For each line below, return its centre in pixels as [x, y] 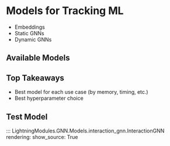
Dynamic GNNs [33, 39]
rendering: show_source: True [42, 137]
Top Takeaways [35, 78]
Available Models [38, 58]
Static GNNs [30, 33]
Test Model [27, 116]
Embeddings [30, 27]
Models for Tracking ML [65, 11]
